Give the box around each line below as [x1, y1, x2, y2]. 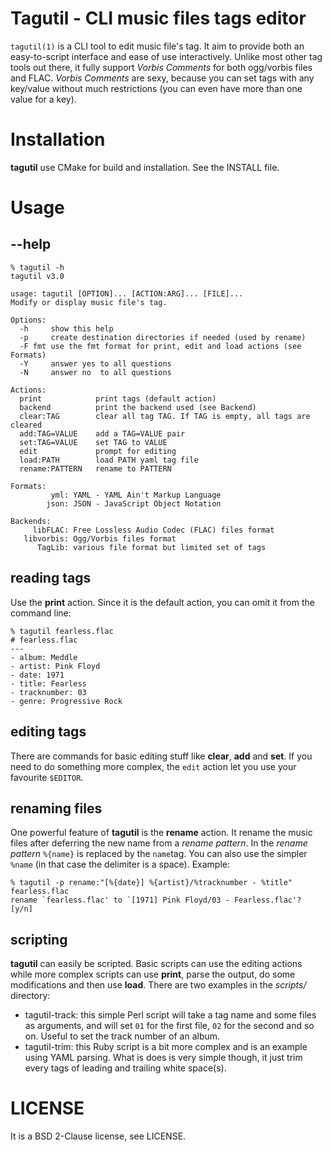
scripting [10, 931, 68, 948]
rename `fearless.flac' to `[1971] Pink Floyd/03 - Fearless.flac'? [10, 895, 302, 906]
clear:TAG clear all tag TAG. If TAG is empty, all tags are [19, 411, 311, 421]
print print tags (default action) [19, 393, 217, 404]
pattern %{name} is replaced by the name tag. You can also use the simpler [10, 848, 308, 860]
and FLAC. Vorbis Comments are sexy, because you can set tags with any [10, 72, 315, 84]
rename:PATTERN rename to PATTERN [19, 463, 172, 474]
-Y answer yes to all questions [19, 358, 172, 369]
